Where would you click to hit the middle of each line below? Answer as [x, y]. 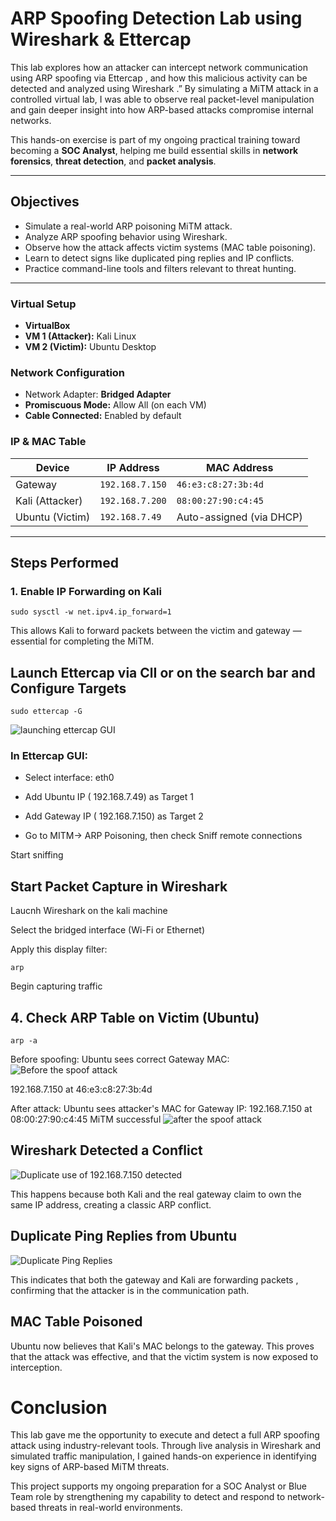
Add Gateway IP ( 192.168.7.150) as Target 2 [114, 816]
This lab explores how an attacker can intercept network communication [159, 67]
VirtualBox [47, 326]
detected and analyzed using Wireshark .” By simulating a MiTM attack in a [164, 88]
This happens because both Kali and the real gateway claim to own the [156, 1194]
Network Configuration [68, 372]
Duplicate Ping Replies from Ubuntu [124, 1236]
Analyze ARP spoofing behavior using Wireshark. [126, 236]
